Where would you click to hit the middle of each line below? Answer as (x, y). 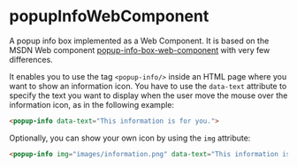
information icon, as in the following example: (92, 104)
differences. (31, 59)
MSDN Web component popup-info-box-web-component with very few (140, 49)
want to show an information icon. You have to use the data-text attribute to (148, 86)
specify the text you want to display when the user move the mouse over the (148, 95)
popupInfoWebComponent (109, 16)
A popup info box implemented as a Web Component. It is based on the (139, 41)
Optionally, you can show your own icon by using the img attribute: (130, 138)
